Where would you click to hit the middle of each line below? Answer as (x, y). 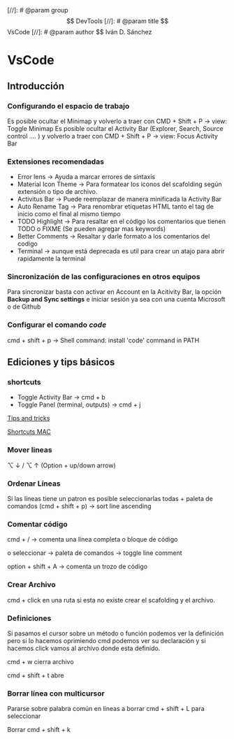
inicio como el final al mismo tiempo (69, 214)
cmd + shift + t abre (36, 675)
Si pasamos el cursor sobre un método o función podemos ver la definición (116, 633)
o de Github (24, 307)
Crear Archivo (31, 585)
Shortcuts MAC (29, 432)
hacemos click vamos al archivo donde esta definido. (84, 648)
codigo (28, 244)
